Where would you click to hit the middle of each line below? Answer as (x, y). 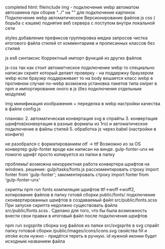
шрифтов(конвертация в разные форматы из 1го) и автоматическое (77, 124)
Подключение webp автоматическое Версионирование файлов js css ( (80, 18)
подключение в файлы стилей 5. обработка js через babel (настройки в (81, 129)
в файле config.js (23, 109)
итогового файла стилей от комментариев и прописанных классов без (80, 43)
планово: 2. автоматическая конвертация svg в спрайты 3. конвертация (82, 118)
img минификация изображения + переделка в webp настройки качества (83, 103)
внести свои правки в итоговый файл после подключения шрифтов (76, 216)
